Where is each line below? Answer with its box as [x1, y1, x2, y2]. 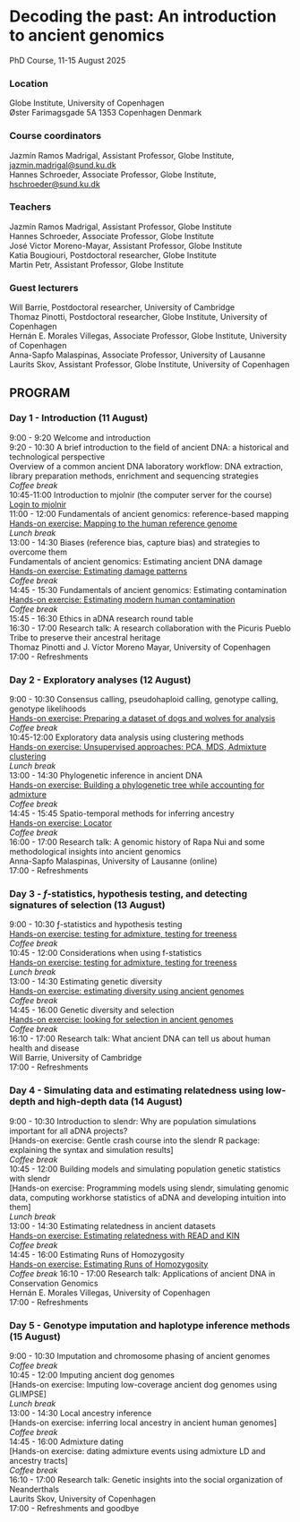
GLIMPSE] [9, 1389, 47, 1399]
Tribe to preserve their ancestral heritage [9, 632, 161, 642]
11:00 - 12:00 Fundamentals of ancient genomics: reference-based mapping [9, 508, 289, 519]
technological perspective [9, 451, 106, 462]
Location [9, 77, 49, 90]
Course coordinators [9, 130, 101, 142]
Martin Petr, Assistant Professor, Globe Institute [9, 259, 184, 270]
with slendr [9, 1173, 51, 1183]
